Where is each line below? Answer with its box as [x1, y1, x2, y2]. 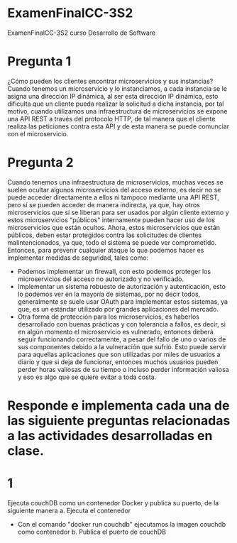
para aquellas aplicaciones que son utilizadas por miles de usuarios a [17, 350, 221, 358]
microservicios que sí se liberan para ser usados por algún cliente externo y [7, 208, 229, 216]
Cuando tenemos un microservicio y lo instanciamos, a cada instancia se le [7, 84, 228, 93]
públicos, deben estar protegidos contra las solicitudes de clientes [7, 231, 202, 239]
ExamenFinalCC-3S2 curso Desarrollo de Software [7, 28, 156, 37]
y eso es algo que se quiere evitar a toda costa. [17, 373, 157, 381]
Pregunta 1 [7, 53, 72, 70]
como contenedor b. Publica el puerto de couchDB [17, 527, 167, 536]
